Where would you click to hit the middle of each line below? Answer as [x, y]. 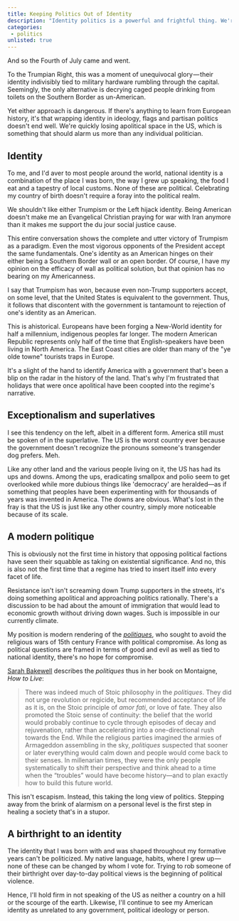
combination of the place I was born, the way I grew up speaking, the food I [118, 180]
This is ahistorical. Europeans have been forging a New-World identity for [115, 326]
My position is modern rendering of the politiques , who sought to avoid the [117, 634]
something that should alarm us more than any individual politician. [105, 134]
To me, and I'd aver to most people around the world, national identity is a [115, 173]
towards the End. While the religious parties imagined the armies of [123, 738]
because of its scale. [38, 514]
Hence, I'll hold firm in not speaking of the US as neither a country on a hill [116, 895]
